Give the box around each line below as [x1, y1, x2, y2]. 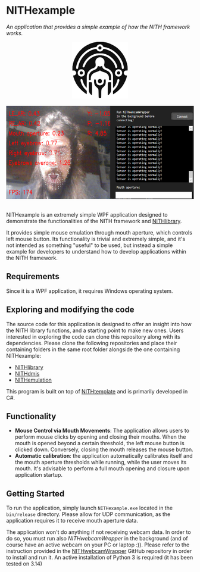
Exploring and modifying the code [6, 305, 135, 315]
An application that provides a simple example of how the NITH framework [6, 23, 190, 30]
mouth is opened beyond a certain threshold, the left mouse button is [14, 440, 185, 447]
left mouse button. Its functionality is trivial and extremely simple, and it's [6, 235, 186, 242]
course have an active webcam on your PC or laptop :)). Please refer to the [6, 541, 190, 548]
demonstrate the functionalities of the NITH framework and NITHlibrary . [6, 217, 182, 224]
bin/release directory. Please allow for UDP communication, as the [6, 511, 171, 518]
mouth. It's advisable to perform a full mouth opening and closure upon [14, 465, 190, 472]
